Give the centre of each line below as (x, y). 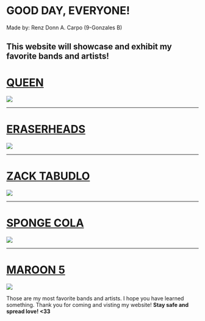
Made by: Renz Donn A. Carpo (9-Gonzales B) (64, 27)
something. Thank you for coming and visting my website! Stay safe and (98, 305)
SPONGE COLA (45, 223)
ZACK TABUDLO (48, 176)
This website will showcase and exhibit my (89, 47)
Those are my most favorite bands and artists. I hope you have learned (95, 298)
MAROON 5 (36, 270)
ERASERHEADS (46, 129)
